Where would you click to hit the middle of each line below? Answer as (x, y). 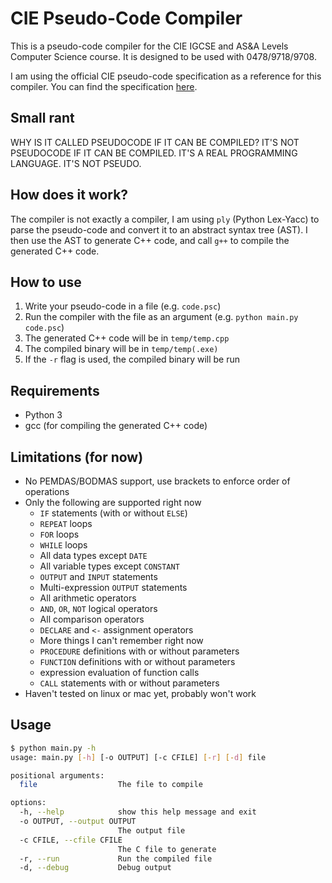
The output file (151, 830)
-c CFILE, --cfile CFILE (71, 840)
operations (47, 491)
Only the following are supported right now (113, 502)
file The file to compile (111, 785)
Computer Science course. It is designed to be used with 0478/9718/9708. (163, 56)
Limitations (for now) (77, 457)
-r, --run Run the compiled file (116, 858)
